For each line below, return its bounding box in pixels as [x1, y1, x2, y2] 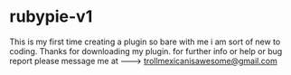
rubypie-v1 [9, 6, 93, 27]
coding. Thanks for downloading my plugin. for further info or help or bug [9, 45, 283, 56]
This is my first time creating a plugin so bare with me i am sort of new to [9, 36, 281, 47]
